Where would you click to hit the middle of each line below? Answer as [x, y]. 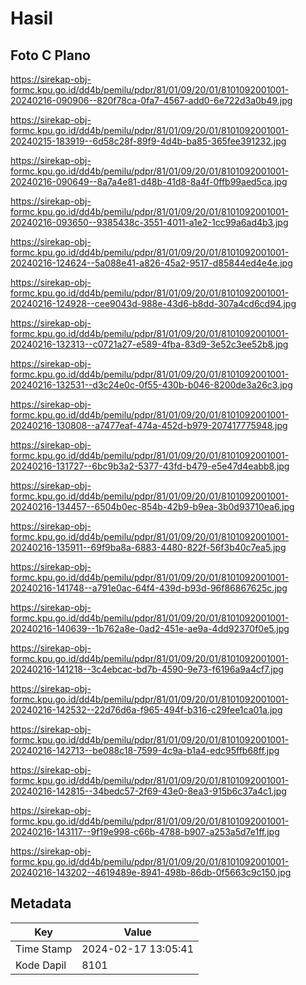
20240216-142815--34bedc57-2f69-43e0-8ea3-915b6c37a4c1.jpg [148, 791]
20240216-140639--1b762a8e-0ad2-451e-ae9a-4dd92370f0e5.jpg [150, 628]
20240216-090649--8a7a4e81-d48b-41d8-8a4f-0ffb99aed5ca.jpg [149, 181]
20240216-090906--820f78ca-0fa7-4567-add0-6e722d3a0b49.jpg [151, 100]
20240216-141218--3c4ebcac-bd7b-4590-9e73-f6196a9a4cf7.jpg [147, 669]
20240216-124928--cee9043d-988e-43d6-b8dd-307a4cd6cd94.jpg [153, 303]
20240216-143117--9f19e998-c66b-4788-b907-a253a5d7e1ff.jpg [145, 831]
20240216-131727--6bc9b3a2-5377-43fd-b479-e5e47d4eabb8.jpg [150, 466]
